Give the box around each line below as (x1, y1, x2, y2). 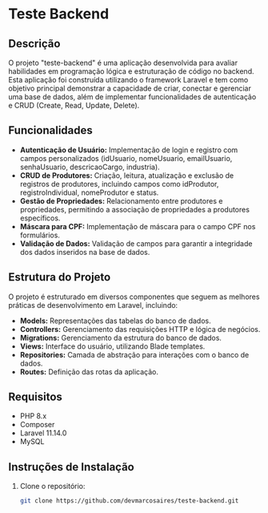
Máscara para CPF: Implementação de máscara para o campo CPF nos (19, 221, 256, 231)
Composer (19, 420, 55, 430)
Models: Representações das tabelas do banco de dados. (19, 316, 211, 325)
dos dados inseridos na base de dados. (19, 247, 150, 256)
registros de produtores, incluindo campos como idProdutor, (19, 179, 219, 188)
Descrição (8, 37, 61, 50)
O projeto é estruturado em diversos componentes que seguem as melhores (8, 292, 260, 301)
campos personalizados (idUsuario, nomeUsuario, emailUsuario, (19, 153, 233, 163)
